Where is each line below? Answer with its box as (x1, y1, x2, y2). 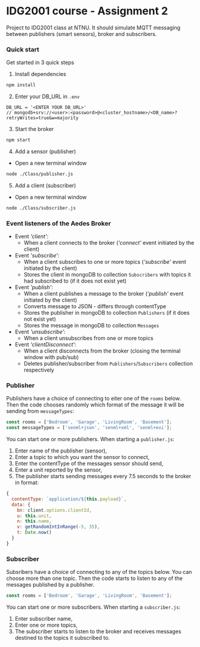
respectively (23, 366, 54, 373)
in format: (14, 479, 39, 486)
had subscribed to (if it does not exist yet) (23, 277, 127, 285)
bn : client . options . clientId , (17, 507, 93, 513)
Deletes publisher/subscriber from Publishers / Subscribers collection (23, 360, 193, 367)
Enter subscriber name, (14, 615, 73, 622)
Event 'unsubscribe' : (14, 328, 66, 336)
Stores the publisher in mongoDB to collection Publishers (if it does (23, 309, 190, 317)
